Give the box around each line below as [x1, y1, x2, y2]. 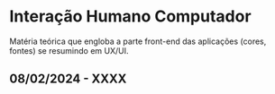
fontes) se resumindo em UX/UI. [9, 45, 129, 56]
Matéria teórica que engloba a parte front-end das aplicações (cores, [9, 36, 267, 47]
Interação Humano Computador [9, 6, 252, 27]
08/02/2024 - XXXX [9, 72, 127, 87]
